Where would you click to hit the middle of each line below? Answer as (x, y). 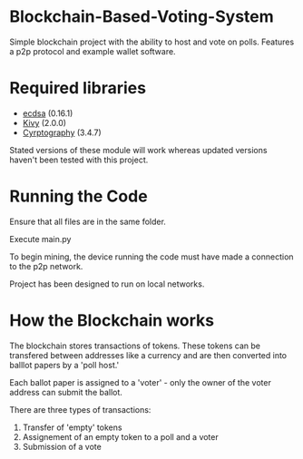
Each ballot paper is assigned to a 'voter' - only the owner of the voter (141, 382)
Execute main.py (40, 239)
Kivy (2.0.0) (44, 122)
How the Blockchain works (112, 320)
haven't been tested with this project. (79, 160)
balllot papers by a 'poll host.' (64, 365)
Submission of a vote (62, 446)
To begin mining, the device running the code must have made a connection (151, 257)
